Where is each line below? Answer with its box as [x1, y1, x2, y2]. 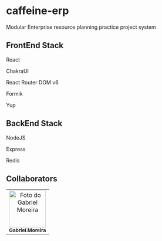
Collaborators [6, 174, 58, 184]
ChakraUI [6, 67, 29, 74]
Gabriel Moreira [9, 227, 46, 234]
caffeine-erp [6, 4, 69, 18]
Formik [6, 90, 23, 97]
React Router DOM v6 [6, 79, 59, 86]
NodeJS [6, 134, 26, 141]
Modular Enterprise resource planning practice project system [6, 23, 157, 30]
